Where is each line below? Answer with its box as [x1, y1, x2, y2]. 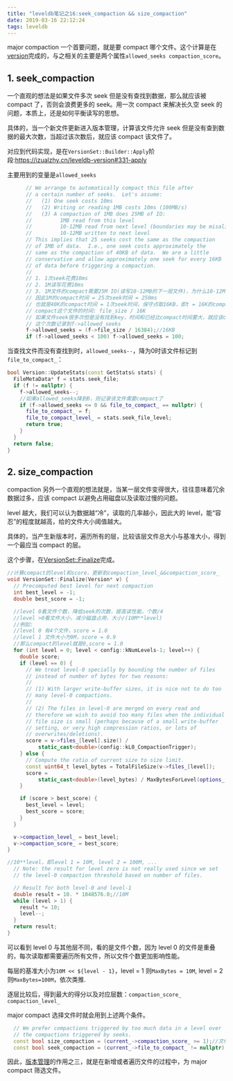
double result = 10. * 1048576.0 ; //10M [13, 891, 129, 897]
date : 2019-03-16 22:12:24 [7, 17, 85, 24]
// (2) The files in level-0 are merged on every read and [25, 705, 200, 712]
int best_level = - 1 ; [13, 589, 76, 596]
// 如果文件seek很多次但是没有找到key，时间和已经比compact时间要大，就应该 [25, 314, 223, 320]
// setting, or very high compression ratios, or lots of [25, 724, 197, 731]
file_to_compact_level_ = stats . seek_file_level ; [25, 414, 172, 421]
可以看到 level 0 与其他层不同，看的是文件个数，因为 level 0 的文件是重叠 [7, 943, 216, 951]
